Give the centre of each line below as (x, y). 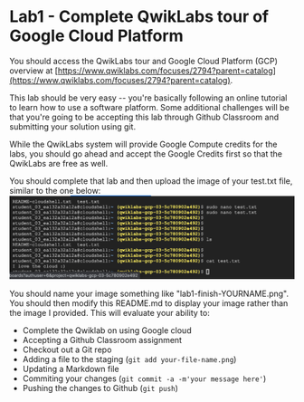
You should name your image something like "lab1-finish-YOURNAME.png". (149, 294)
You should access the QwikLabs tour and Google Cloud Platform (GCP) (144, 61)
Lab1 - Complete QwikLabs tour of (139, 17)
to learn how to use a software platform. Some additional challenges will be (149, 107)
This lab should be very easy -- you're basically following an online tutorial (148, 98)
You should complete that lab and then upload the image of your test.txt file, (151, 181)
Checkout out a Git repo (67, 349)
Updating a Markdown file (71, 369)
